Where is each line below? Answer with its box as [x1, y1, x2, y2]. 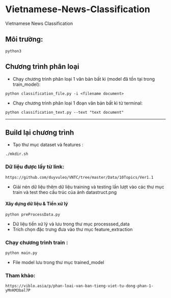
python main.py [5, 250, 38, 256]
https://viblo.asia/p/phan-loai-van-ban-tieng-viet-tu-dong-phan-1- [5, 283, 154, 289]
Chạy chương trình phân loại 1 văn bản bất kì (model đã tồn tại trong [12, 76, 155, 82]
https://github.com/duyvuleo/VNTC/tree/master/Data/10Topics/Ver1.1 [5, 175, 154, 180]
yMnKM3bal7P [5, 288, 31, 293]
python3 [5, 48, 22, 54]
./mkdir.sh [5, 151, 28, 157]
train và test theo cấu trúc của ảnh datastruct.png [12, 189, 117, 195]
